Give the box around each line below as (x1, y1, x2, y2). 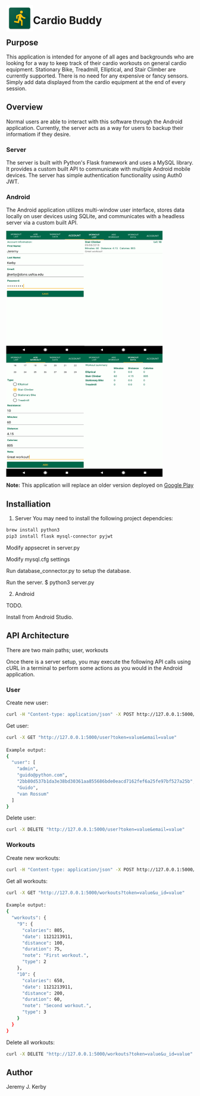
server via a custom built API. (6, 219, 79, 226)
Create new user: (6, 699, 49, 706)
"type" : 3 (21, 1009, 46, 1015)
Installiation (6, 499, 51, 509)
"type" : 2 (21, 959, 46, 965)
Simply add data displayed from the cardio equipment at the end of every (6, 79, 186, 85)
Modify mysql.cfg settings (6, 555, 70, 563)
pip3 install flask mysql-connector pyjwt (6, 533, 113, 539)
